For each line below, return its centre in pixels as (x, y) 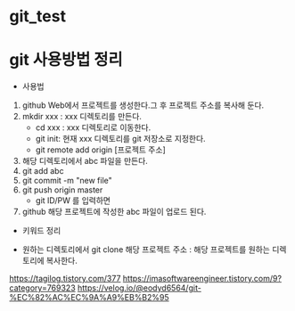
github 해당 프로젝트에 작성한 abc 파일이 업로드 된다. (114, 212)
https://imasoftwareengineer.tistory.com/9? (202, 279)
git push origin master (62, 190)
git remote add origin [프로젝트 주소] (101, 150)
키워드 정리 (41, 231)
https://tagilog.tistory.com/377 (65, 279)
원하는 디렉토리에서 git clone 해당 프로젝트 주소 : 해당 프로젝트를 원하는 (146, 250)
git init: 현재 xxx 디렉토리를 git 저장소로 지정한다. (121, 139)
